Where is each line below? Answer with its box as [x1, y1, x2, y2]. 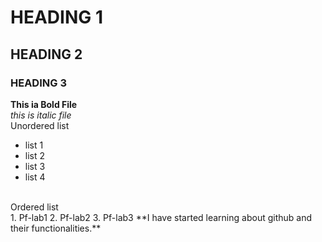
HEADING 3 [10, 76, 67, 90]
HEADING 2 [10, 46, 83, 63]
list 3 [24, 160, 46, 172]
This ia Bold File [10, 98, 78, 110]
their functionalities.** [10, 222, 102, 234]
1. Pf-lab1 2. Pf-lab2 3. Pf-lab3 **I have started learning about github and [10, 211, 313, 223]
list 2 [24, 149, 46, 161]
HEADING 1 [10, 6, 103, 29]
